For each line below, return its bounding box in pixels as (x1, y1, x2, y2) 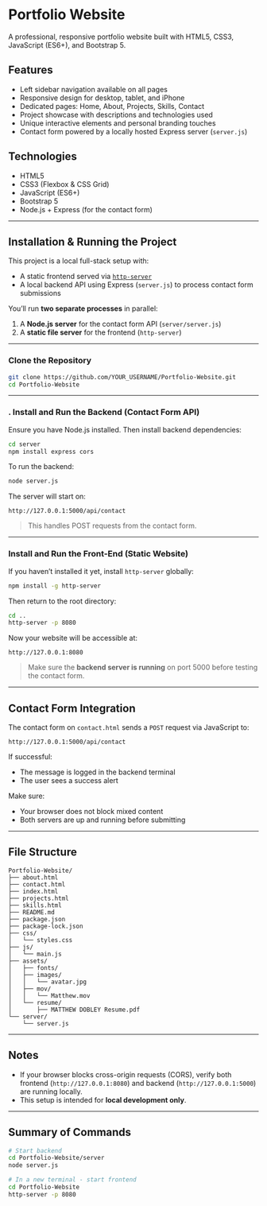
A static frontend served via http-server (19, 272, 153, 281)
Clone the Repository (8, 355, 92, 366)
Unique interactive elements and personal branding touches (19, 118, 216, 128)
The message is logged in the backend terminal (19, 767, 176, 777)
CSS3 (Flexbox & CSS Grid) (19, 179, 110, 188)
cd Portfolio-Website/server (8, 1154, 105, 1162)
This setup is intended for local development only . (19, 1095, 187, 1104)
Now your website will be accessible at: (8, 634, 137, 643)
